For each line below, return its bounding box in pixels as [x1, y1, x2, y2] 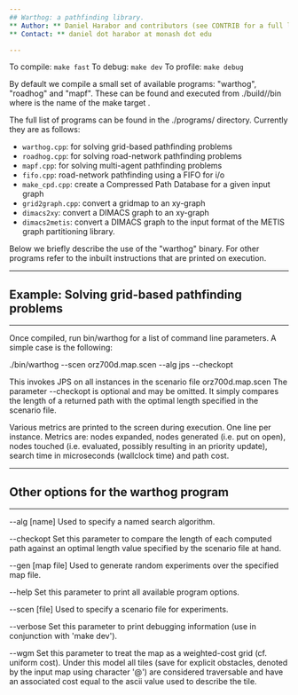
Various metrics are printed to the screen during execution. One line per [9, 423, 272, 433]
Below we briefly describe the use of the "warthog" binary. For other [9, 243, 260, 254]
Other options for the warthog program [9, 485, 229, 500]
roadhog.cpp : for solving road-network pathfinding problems [21, 151, 242, 162]
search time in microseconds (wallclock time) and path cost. [9, 450, 230, 462]
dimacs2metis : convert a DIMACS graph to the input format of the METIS [21, 217, 286, 227]
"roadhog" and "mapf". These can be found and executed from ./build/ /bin [9, 88, 282, 99]
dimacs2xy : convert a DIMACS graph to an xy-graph [21, 208, 210, 218]
